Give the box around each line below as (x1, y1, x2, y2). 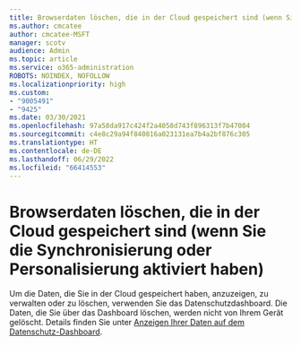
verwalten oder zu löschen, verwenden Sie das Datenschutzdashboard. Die (9, 298, 288, 309)
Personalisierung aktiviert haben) (9, 259, 264, 279)
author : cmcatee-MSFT (9, 30, 90, 39)
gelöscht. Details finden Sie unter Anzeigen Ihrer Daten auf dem (9, 317, 245, 328)
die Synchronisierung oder (9, 239, 212, 260)
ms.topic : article (9, 55, 78, 64)
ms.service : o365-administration (9, 64, 134, 73)
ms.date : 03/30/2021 (9, 113, 87, 122)
